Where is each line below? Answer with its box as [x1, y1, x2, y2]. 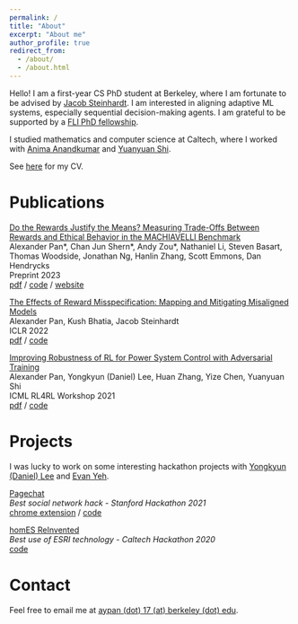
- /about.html [17, 64, 70, 73]
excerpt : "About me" [9, 30, 87, 39]
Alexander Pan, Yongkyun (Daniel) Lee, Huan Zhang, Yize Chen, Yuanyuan [9, 371, 285, 382]
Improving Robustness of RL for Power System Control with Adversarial [9, 352, 273, 363]
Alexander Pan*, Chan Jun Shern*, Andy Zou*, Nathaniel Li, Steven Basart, [9, 241, 283, 251]
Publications [9, 192, 105, 213]
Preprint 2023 [9, 269, 61, 280]
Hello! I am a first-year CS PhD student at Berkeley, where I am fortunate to [9, 87, 287, 99]
